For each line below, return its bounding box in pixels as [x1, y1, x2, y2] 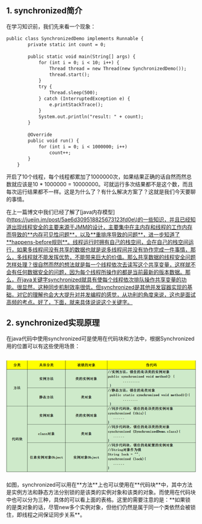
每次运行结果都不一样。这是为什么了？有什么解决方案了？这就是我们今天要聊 [6, 188, 196, 195]
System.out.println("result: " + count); [38, 114, 144, 120]
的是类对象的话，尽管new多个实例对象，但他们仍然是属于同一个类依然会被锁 [6, 504, 196, 511]
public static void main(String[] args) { [28, 53, 136, 59]
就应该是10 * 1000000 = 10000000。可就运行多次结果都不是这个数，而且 [11, 180, 194, 187]
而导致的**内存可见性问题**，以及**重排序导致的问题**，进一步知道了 [6, 231, 180, 238]
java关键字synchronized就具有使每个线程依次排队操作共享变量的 [22, 276, 182, 283]
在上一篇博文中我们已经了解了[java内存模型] [6, 208, 115, 215]
